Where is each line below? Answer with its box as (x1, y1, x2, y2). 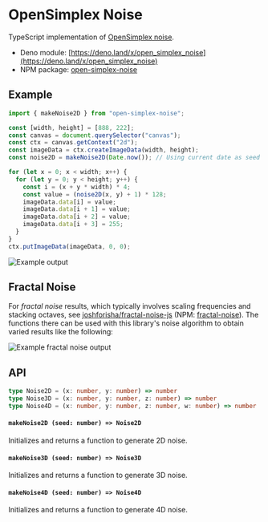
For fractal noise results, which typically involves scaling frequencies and (8, 301, 251, 311)
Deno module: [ (19, 47, 71, 57)
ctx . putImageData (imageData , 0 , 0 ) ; (8, 242, 131, 250)
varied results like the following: (8, 327, 114, 337)
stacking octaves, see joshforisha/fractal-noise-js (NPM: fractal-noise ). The (8, 310, 259, 320)
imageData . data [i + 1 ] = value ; (22, 205, 131, 213)
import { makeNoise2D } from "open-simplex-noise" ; (8, 109, 185, 117)
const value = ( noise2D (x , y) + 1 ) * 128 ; (22, 190, 167, 198)
